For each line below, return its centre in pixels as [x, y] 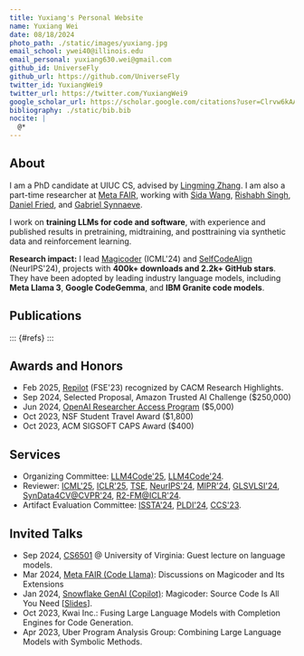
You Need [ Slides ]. [57, 604]
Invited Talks [46, 534]
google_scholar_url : [48, 102]
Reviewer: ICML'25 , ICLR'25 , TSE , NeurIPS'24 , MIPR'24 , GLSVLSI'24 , [151, 486]
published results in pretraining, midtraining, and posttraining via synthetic [148, 231]
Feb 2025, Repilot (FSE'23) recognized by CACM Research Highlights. [153, 388]
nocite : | [28, 118]
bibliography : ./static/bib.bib [70, 110]
